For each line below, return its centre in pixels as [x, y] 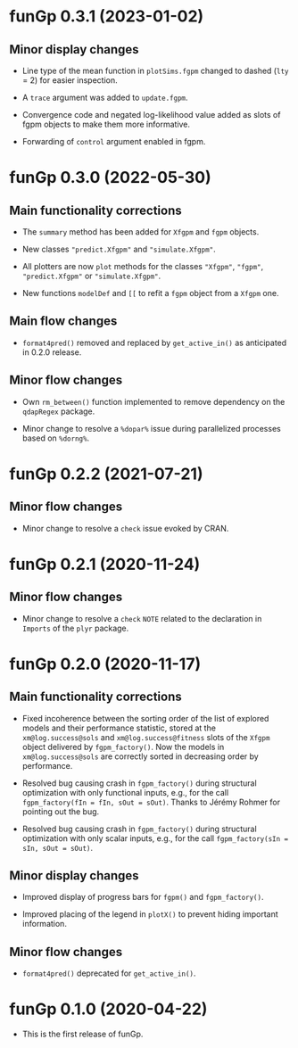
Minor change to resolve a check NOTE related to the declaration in [142, 618]
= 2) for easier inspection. [70, 80]
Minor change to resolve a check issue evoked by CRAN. [125, 528]
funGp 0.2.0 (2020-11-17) [105, 664]
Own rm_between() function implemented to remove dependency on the [153, 401]
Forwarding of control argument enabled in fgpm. [114, 141]
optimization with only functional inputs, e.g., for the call [125, 792]
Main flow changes [63, 322]
